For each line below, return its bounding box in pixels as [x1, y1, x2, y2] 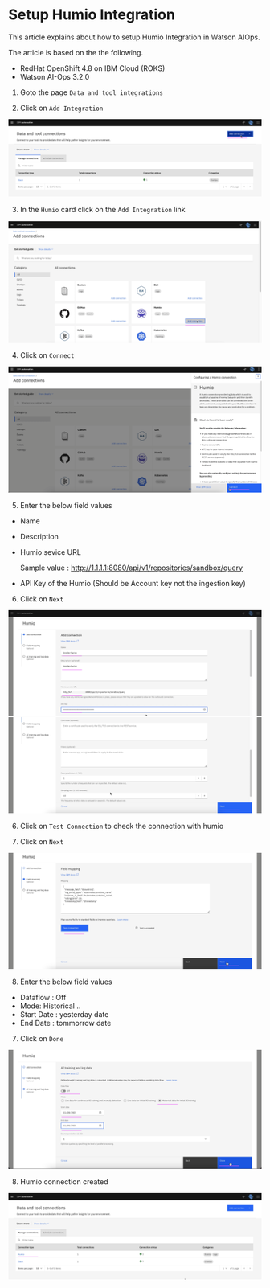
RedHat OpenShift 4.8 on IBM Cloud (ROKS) [19, 63, 166, 73]
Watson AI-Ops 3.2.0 [19, 72, 90, 81]
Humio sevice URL [19, 547, 82, 556]
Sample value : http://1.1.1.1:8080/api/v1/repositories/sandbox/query [19, 563, 243, 572]
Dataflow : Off [19, 993, 67, 1003]
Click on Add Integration [19, 103, 104, 113]
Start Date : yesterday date [19, 1010, 109, 1019]
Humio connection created [19, 1177, 108, 1187]
